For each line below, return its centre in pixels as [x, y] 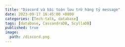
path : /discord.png [30, 37]
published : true [22, 28]
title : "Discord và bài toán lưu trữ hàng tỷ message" [63, 10]
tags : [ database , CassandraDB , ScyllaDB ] [48, 23]
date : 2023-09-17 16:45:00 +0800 [40, 14]
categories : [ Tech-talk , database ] [42, 19]
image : [12, 32]
